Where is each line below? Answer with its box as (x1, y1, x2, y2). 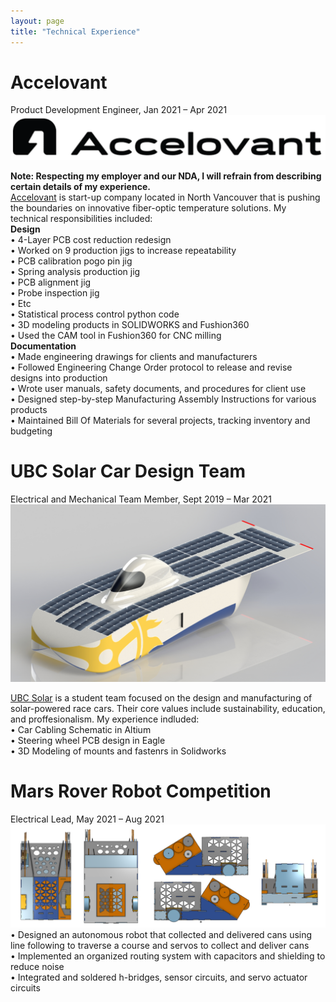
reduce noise (10, 961, 65, 973)
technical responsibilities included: (10, 213, 153, 225)
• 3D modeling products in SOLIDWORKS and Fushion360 (10, 319, 250, 331)
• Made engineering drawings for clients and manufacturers (10, 351, 258, 363)
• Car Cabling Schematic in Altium (10, 723, 152, 735)
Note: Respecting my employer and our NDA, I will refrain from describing (10, 170, 322, 182)
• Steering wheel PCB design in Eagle (10, 734, 166, 746)
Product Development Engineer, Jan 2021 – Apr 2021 (10, 104, 228, 116)
